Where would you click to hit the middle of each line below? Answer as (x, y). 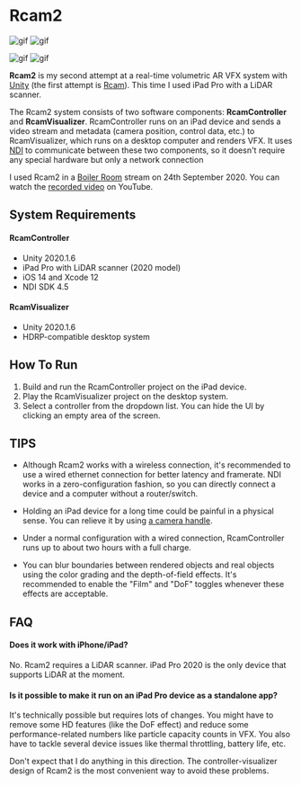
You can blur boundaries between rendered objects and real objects (148, 565)
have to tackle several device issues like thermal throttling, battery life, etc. (147, 744)
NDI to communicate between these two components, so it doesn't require (147, 150)
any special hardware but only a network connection (106, 159)
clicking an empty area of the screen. (91, 415)
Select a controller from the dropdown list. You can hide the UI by (143, 406)
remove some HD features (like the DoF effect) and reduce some (129, 725)
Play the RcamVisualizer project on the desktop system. (125, 396)
